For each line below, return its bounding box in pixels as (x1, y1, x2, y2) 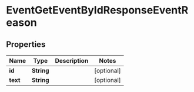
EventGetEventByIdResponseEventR (6, 4, 189, 17)
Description (55, 57, 89, 64)
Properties (6, 39, 46, 49)
